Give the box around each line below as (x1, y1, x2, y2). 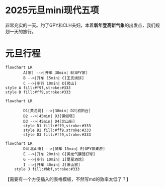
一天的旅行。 (9, 28, 36, 34)
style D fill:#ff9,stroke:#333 (5, 89, 71, 95)
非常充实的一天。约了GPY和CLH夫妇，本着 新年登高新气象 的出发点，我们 (5, 22, 156, 28)
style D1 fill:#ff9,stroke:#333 (23, 123, 92, 128)
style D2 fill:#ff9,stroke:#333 (23, 128, 92, 133)
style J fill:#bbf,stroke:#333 (14, 166, 80, 171)
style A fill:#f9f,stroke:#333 (5, 85, 71, 90)
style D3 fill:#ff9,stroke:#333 (23, 132, 92, 137)
